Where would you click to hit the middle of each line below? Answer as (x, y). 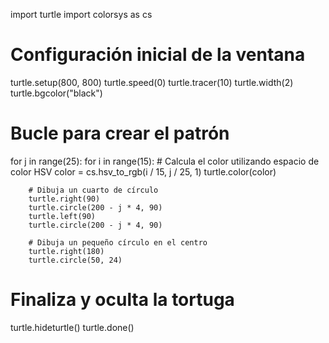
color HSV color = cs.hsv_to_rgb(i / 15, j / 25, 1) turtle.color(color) (143, 171)
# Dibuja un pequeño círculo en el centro (118, 242)
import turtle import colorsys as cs (81, 14)
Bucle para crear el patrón (120, 133)
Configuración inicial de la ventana (158, 55)
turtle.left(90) (62, 216)
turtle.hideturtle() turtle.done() (72, 327)
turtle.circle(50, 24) (75, 260)
